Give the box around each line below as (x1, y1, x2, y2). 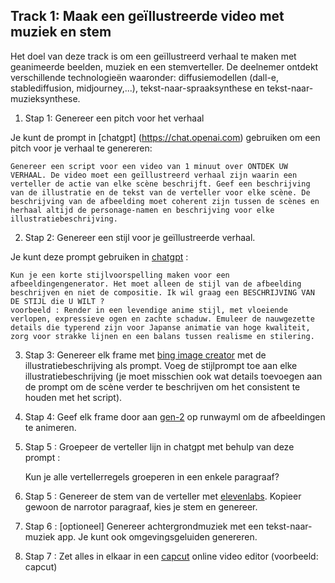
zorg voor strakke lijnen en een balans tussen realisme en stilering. (10, 331, 315, 341)
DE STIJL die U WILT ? (10, 296, 105, 306)
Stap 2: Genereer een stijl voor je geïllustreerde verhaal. (24, 231, 256, 243)
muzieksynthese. (10, 92, 81, 104)
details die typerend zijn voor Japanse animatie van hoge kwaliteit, (10, 322, 311, 333)
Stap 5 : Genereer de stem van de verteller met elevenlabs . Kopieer (24, 490, 302, 502)
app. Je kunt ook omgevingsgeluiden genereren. (57, 530, 258, 543)
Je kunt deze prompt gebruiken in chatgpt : (10, 250, 189, 263)
